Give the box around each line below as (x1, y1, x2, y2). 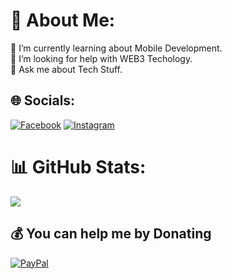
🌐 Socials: (10, 92, 76, 109)
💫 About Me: (10, 9, 116, 32)
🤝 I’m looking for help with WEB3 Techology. (10, 52, 193, 64)
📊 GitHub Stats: (10, 155, 147, 178)
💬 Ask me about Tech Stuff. (10, 63, 123, 75)
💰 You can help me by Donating (10, 225, 212, 243)
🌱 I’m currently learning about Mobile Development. (10, 42, 223, 54)
